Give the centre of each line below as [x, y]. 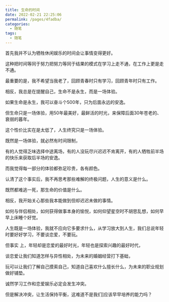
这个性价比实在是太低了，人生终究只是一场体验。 [56, 130]
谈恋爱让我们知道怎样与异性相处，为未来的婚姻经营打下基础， [69, 256]
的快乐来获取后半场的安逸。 [34, 157]
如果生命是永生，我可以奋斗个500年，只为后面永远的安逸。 [67, 102]
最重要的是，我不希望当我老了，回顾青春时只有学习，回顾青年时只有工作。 [82, 81]
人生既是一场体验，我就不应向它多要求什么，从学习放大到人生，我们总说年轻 [84, 228]
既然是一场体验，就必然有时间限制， [43, 140]
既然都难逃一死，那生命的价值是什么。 [45, 190]
